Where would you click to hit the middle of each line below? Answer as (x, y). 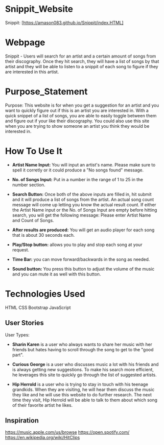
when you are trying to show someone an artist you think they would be (77, 126)
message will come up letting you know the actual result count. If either (84, 204)
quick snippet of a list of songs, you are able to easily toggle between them (81, 115)
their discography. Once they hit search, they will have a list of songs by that (82, 61)
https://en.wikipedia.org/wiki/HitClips (42, 438)
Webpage (25, 42)
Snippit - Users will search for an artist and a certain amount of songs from (81, 56)
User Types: (17, 334)
